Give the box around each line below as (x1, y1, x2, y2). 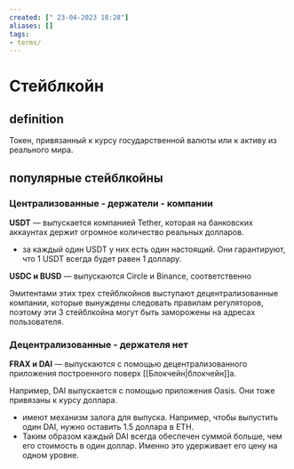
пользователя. (9, 316, 64, 327)
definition (9, 111, 65, 126)
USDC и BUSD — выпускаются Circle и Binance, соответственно (9, 271, 251, 281)
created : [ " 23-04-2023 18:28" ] (9, 12, 129, 22)
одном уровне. (21, 450, 80, 461)
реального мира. (9, 144, 74, 156)
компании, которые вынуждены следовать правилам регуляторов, (9, 297, 264, 308)
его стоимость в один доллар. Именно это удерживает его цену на (21, 441, 278, 451)
